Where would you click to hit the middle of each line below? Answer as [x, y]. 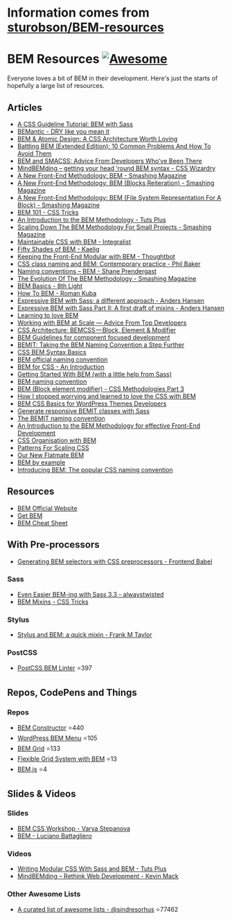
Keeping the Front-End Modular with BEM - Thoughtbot [96, 256]
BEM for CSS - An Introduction [61, 367]
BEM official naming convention [62, 359]
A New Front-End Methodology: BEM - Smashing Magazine [102, 175]
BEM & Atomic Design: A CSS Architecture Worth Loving [97, 138]
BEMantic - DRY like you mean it [63, 131]
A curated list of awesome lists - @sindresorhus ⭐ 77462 [98, 910]
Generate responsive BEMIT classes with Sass [83, 411]
